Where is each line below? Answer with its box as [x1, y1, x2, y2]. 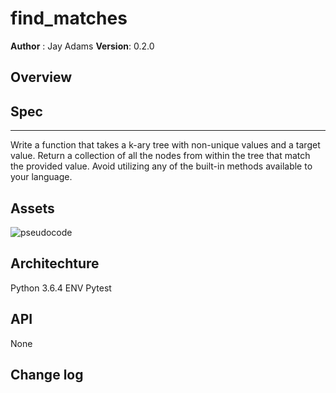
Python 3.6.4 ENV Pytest [10, 282, 112, 294]
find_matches [10, 7, 128, 30]
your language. [10, 171, 73, 183]
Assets [10, 200, 55, 217]
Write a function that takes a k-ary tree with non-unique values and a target [10, 139, 321, 151]
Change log [10, 366, 84, 383]
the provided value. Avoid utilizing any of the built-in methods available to [10, 160, 313, 172]
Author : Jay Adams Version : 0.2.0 [10, 40, 155, 52]
